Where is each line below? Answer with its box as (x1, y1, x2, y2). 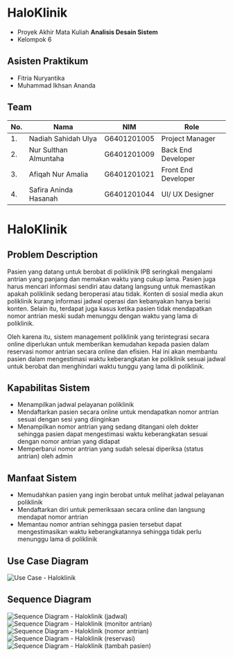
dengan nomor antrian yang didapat (17, 438, 120, 446)
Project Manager (161, 133, 216, 143)
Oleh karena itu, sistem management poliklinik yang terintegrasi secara (7, 332, 210, 341)
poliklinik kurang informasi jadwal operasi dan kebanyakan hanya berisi (7, 297, 211, 305)
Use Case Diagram (7, 555, 89, 567)
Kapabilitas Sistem (7, 382, 90, 394)
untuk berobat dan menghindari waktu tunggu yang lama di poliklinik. (7, 362, 205, 370)
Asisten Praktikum (7, 56, 89, 67)
